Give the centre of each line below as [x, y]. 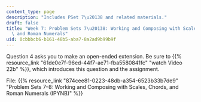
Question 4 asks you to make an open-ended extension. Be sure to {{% [94, 56]
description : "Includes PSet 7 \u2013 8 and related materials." [87, 17]
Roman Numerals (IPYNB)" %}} [45, 93]
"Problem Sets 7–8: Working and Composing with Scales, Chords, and [92, 87]
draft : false [22, 23]
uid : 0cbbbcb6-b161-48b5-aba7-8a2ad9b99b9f [61, 39]
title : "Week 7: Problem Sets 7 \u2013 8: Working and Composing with [93, 28]
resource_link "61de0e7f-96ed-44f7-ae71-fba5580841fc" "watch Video [94, 63]
